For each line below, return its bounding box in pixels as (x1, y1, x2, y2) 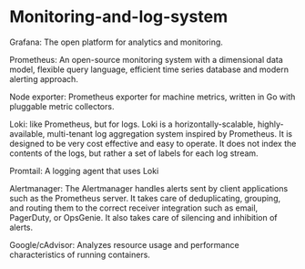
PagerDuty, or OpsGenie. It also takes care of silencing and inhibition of (9, 212, 278, 222)
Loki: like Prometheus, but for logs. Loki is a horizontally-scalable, (9, 119, 256, 129)
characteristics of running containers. (9, 249, 150, 260)
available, (9, 128, 46, 139)
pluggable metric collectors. (9, 100, 115, 111)
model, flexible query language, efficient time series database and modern (9, 64, 290, 75)
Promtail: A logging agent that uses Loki (9, 165, 159, 176)
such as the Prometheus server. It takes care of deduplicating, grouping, (9, 192, 280, 203)
